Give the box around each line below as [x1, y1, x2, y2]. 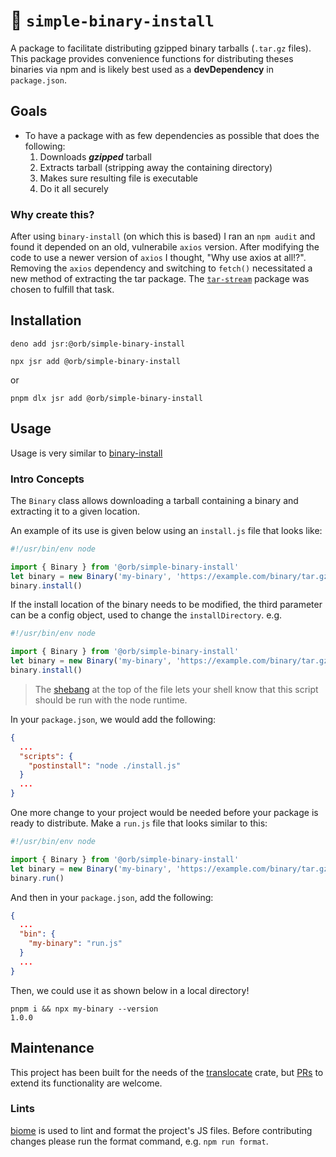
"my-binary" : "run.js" [28, 939, 123, 949]
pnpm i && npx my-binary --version [10, 1004, 159, 1014]
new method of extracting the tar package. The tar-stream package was [10, 273, 310, 285]
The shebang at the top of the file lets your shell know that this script [34, 683, 319, 695]
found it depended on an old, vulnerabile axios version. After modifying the [10, 241, 320, 253]
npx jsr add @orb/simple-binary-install [10, 356, 182, 366]
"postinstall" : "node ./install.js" [28, 760, 182, 771]
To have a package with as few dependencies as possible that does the [24, 129, 320, 141]
